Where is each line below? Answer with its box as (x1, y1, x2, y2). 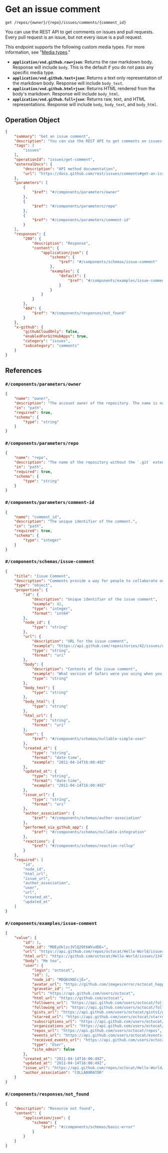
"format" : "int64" (31, 611, 70, 616)
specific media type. (12, 69, 55, 76)
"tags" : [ (14, 143, 35, 148)
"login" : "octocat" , (31, 967, 75, 973)
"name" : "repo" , (14, 455, 48, 460)
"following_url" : (31, 1005, 68, 1010)
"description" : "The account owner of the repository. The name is (14, 401, 157, 406)
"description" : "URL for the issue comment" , (31, 639, 128, 644)
